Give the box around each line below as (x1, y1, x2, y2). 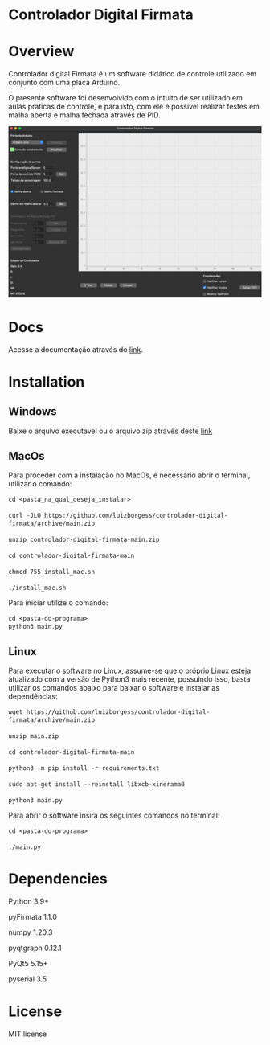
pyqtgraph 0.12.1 (8, 943, 62, 953)
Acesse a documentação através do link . (8, 344, 143, 354)
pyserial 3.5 (8, 974, 47, 984)
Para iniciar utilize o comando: (8, 598, 108, 608)
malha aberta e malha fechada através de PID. (8, 110, 161, 120)
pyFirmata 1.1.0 (8, 912, 58, 922)
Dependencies (8, 870, 108, 888)
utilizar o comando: (8, 479, 72, 489)
